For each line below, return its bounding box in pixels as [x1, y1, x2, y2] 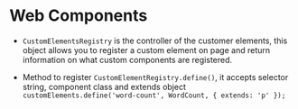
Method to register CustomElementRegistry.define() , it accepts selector [22, 71, 289, 82]
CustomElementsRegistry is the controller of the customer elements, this [22, 35, 288, 46]
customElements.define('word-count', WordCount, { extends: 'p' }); [22, 91, 286, 100]
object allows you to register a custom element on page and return [22, 44, 271, 55]
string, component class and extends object [22, 81, 187, 92]
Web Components [9, 5, 148, 26]
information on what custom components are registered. [22, 54, 233, 65]
